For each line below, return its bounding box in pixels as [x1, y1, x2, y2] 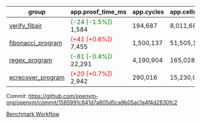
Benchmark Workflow [6, 110, 60, 118]
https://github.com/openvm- [28, 92, 99, 100]
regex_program [9, 56, 53, 64]
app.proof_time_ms [70, 8, 127, 16]
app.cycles [132, 8, 165, 16]
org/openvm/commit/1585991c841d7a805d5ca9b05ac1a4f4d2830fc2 [6, 99, 178, 106]
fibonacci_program [9, 39, 63, 47]
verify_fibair [9, 22, 42, 29]
